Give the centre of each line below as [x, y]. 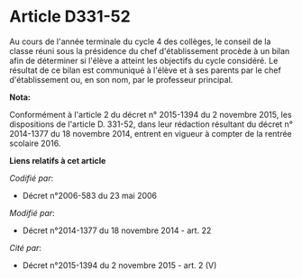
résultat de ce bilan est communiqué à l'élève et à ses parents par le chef [145, 70]
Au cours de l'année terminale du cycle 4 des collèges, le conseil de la [140, 41]
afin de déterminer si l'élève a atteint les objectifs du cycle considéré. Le [144, 60]
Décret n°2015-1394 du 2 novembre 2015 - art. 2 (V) [119, 265]
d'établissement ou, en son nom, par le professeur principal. [121, 79]
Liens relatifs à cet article [58, 160]
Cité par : [26, 247]
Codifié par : [32, 178]
